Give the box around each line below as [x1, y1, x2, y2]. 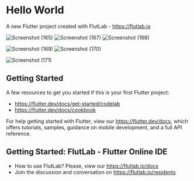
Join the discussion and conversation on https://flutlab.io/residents [14, 168, 176, 175]
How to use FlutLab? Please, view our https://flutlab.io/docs [14, 162, 159, 169]
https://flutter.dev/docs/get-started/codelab [14, 100, 120, 107]
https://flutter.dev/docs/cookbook [14, 106, 96, 113]
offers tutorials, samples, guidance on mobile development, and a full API [6, 123, 182, 131]
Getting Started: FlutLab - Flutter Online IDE [6, 147, 168, 157]
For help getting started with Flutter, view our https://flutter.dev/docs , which [6, 118, 189, 125]
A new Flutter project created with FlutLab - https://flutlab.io [6, 23, 151, 30]
